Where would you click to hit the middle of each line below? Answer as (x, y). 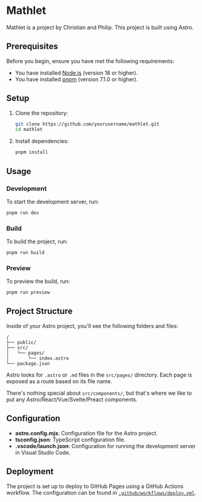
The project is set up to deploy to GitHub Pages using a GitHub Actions (95, 486)
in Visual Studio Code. (43, 452)
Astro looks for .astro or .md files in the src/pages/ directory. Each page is (99, 375)
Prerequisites (32, 46)
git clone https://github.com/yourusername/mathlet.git (87, 124)
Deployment (30, 471)
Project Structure (39, 311)
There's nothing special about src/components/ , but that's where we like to (99, 393)
